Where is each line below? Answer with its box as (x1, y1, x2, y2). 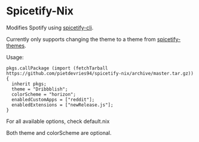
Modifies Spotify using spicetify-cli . (6, 24, 94, 31)
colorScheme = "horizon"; (11, 91, 76, 97)
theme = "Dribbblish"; (11, 86, 68, 92)
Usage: (6, 53, 24, 61)
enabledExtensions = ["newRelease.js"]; (11, 102, 114, 108)
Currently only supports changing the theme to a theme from (6, 35, 157, 43)
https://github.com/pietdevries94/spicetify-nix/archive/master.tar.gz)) (6, 70, 194, 76)
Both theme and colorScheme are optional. (6, 129, 112, 136)
